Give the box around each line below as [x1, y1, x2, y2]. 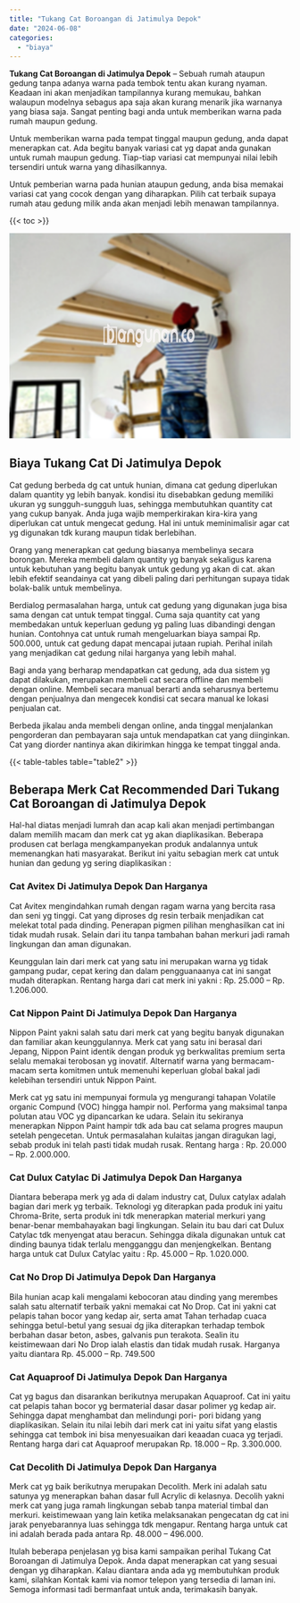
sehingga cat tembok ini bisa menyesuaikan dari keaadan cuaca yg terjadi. [9, 1429, 284, 1439]
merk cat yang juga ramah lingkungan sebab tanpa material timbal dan [9, 1500, 270, 1511]
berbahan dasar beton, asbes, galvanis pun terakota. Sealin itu [9, 1329, 239, 1340]
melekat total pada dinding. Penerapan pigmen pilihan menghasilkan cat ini [9, 920, 286, 930]
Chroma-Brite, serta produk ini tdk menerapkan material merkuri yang [9, 1210, 266, 1221]
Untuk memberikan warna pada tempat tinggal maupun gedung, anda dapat [9, 133, 288, 144]
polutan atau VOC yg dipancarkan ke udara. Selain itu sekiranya [9, 1111, 244, 1122]
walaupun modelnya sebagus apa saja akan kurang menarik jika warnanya [9, 97, 283, 107]
